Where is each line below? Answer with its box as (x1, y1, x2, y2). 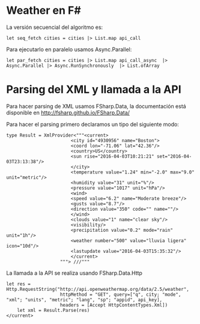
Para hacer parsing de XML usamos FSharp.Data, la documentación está (6, 102, 186, 110)
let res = (6, 281, 31, 287)
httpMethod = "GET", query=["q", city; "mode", (59, 291, 181, 298)
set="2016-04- (156, 153, 192, 160)
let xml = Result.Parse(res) (17, 307, 90, 313)
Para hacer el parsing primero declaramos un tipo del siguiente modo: (6, 120, 179, 128)
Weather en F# (6, 4, 81, 17)
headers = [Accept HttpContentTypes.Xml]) (59, 302, 168, 308)
